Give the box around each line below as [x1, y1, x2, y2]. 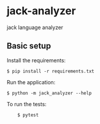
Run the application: [7, 78, 56, 85]
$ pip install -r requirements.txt [7, 68, 95, 74]
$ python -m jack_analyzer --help [7, 90, 92, 96]
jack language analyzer [7, 24, 64, 31]
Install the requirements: [7, 56, 66, 63]
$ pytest [17, 112, 39, 118]
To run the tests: [7, 100, 47, 107]
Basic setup [7, 41, 51, 51]
